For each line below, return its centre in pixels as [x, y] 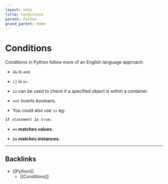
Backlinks [21, 159]
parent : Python [21, 19]
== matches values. [33, 129]
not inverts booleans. [34, 101]
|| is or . [20, 82]
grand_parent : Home [25, 24]
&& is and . [22, 72]
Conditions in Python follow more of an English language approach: [74, 62]
